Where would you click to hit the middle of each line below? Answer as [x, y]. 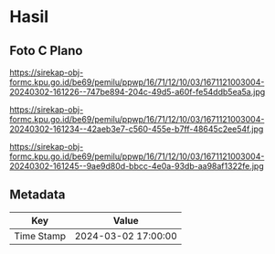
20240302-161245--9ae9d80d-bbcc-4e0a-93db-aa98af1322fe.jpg [137, 166]
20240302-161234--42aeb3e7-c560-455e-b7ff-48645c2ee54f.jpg [137, 129]
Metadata [37, 195]
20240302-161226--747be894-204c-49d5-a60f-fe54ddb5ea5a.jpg [137, 92]
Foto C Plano [46, 51]
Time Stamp [40, 236]
